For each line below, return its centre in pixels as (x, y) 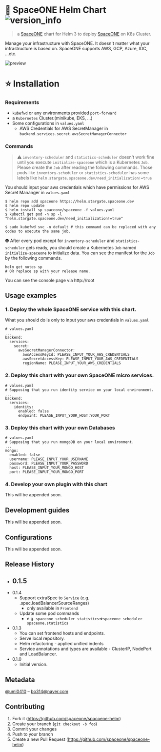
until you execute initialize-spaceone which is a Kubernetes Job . (83, 162)
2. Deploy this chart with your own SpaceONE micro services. (80, 375)
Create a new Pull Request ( (40, 739)
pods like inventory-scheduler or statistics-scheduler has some (83, 172)
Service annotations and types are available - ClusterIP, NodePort (86, 649)
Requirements (22, 102)
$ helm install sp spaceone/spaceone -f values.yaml (60, 210)
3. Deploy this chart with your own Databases (60, 427)
